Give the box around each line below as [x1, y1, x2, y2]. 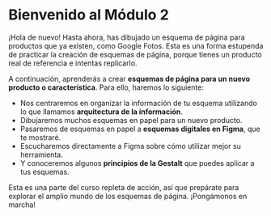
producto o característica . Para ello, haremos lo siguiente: [8, 83, 205, 92]
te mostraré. [19, 132, 61, 142]
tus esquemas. [19, 167, 70, 176]
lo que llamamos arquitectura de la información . [19, 107, 184, 116]
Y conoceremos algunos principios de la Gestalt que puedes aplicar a [19, 158, 255, 167]
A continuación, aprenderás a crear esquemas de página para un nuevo [8, 74, 251, 83]
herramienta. [19, 150, 63, 159]
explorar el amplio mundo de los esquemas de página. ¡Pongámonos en [8, 191, 248, 201]
